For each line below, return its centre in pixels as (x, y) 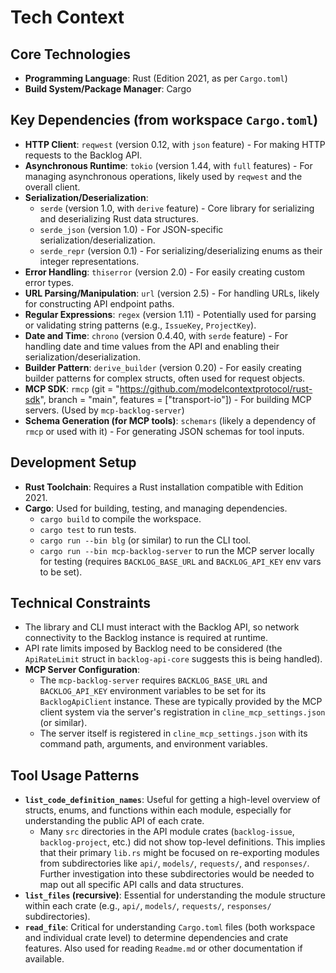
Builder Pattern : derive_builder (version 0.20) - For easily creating (163, 367)
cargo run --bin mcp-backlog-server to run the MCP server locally (177, 550)
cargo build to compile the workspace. (120, 518)
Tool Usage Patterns (75, 775)
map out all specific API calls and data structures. (141, 885)
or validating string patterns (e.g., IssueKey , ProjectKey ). (140, 325)
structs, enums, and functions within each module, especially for (158, 810)
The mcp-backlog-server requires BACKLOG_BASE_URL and (153, 680)
